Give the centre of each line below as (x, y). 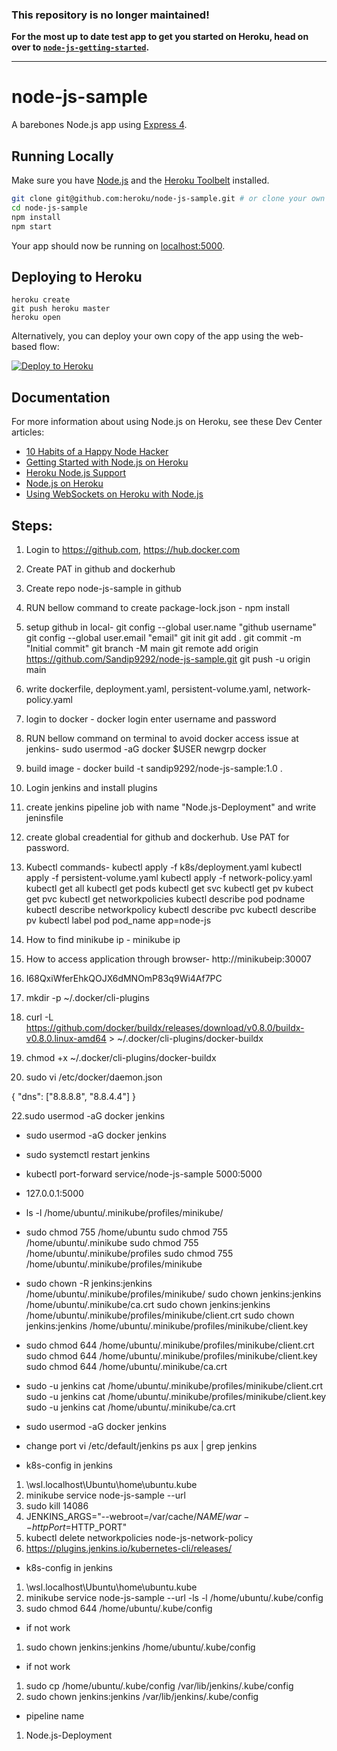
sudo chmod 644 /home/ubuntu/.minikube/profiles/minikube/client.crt (170, 1345)
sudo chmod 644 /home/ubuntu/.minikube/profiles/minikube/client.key (171, 1355)
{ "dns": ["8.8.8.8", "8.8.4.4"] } (73, 1096)
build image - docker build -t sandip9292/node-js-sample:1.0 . (154, 768)
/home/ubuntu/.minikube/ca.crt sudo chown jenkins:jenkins (148, 1304)
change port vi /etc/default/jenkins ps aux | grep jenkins (141, 1445)
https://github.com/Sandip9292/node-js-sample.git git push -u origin (168, 659)
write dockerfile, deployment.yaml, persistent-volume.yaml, (148, 689)
